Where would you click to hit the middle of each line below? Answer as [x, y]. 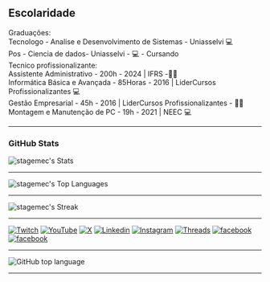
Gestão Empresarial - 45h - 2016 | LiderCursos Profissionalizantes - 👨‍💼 [126, 103]
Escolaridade [42, 13]
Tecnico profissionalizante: [53, 65]
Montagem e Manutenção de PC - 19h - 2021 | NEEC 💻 [100, 112]
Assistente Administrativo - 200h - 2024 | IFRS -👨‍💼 [93, 74]
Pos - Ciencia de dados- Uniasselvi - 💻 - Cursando [94, 53]
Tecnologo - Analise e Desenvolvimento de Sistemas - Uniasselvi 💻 [121, 41]
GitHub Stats [34, 143]
